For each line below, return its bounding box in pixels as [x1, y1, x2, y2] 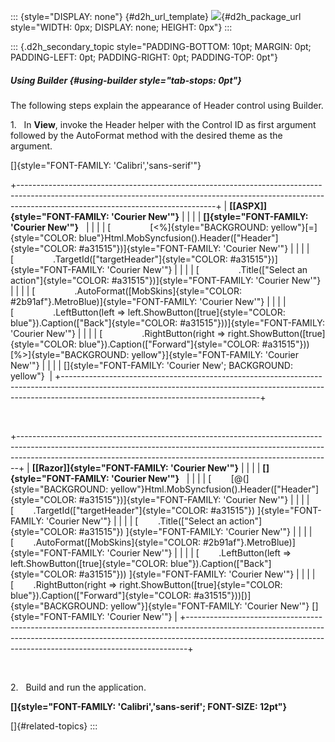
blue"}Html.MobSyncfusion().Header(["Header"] [78, 231, 279, 244]
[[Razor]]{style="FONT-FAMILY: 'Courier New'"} [31, 461, 240, 474]
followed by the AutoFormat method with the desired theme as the [10, 129, 283, 141]
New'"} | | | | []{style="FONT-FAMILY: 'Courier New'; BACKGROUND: [10, 359, 293, 371]
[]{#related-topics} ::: [10, 720, 98, 732]
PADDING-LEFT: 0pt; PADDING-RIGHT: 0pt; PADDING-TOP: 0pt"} [10, 51, 278, 63]
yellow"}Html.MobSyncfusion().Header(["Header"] [110, 483, 320, 495]
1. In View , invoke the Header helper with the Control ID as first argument [10, 118, 317, 130]
